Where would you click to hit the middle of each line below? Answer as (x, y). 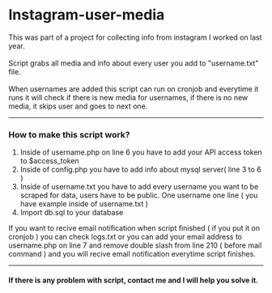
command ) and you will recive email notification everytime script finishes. (132, 254)
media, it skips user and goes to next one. (78, 106)
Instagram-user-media (87, 15)
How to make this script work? (69, 134)
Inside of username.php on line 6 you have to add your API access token (141, 152)
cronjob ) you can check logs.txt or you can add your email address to (125, 237)
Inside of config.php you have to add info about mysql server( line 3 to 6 (140, 170)
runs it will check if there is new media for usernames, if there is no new (128, 97)
